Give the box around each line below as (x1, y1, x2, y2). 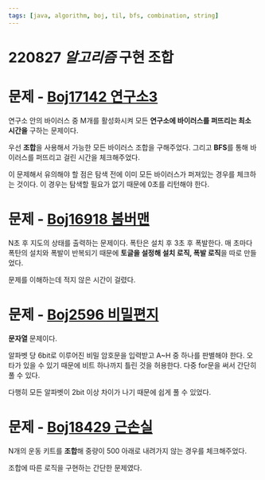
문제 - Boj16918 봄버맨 (8, 210, 150, 228)
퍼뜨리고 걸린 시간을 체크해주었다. (35, 152, 141, 162)
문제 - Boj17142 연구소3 (8, 88, 158, 106)
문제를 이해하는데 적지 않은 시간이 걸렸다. (8, 275, 136, 284)
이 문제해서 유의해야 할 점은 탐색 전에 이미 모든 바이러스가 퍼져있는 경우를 (8, 169, 236, 179)
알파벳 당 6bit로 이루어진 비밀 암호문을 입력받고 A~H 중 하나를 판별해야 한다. (8, 350, 245, 360)
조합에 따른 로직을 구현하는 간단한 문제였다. (8, 462, 142, 472)
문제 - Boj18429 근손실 (8, 418, 154, 436)
